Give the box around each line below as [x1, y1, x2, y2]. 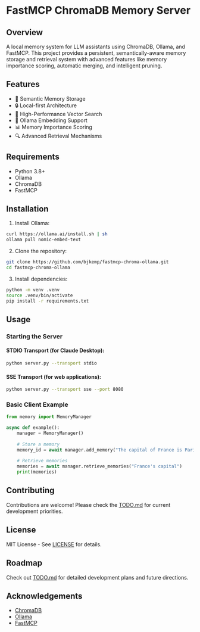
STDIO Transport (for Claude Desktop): [6, 347, 105, 354]
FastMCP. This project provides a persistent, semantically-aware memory [6, 49, 186, 57]
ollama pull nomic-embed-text [6, 236, 82, 243]
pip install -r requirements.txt [6, 298, 89, 304]
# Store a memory [17, 441, 60, 447]
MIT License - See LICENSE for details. [6, 540, 102, 548]
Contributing [6, 485, 55, 496]
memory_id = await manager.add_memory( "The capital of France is [17, 447, 183, 453]
